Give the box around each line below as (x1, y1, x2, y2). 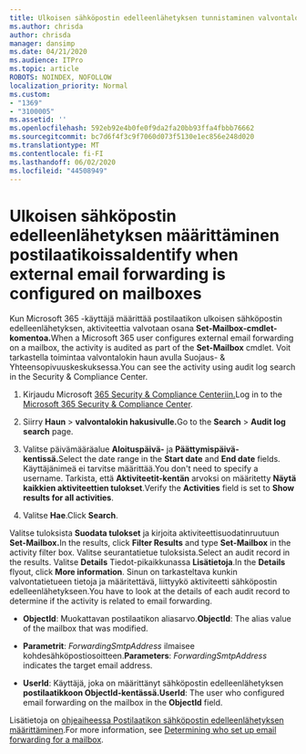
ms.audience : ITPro (9, 56, 84, 65)
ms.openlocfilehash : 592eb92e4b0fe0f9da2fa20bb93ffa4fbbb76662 (9, 124, 255, 133)
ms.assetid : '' (9, 115, 67, 124)
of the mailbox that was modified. (22, 623, 148, 634)
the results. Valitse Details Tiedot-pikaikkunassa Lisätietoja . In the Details (9, 557, 286, 568)
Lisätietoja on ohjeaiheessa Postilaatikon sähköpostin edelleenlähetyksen (9, 715, 284, 726)
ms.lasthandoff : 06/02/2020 (9, 157, 117, 167)
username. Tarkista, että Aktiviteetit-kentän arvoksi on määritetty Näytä (22, 473, 297, 484)
